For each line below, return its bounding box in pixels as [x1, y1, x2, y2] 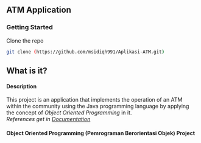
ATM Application [6, 5, 71, 15]
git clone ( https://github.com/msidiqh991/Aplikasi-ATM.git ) [6, 49, 165, 55]
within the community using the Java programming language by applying [6, 103, 189, 110]
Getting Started [6, 23, 53, 32]
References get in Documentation [6, 116, 91, 123]
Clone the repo [6, 37, 44, 44]
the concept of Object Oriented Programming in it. [6, 109, 132, 116]
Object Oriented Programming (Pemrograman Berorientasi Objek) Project [6, 129, 196, 136]
